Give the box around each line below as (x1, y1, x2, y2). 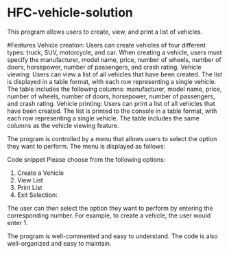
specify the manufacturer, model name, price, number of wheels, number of (7, 55, 221, 63)
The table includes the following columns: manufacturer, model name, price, (7, 85, 222, 93)
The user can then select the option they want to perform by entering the (7, 204, 214, 212)
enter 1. (7, 218, 28, 226)
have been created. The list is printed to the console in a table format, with (7, 107, 217, 115)
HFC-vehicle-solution (7, 5, 134, 21)
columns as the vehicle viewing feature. (7, 121, 119, 129)
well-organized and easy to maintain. (7, 239, 112, 247)
